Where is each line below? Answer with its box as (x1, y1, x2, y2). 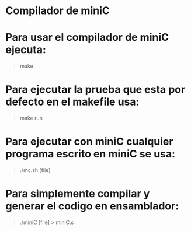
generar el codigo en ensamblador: (5, 199, 179, 213)
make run (19, 115, 43, 122)
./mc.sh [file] (19, 167, 51, 173)
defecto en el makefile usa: (5, 95, 140, 108)
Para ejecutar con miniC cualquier (5, 135, 173, 148)
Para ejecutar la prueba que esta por (5, 83, 186, 96)
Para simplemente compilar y (5, 187, 150, 201)
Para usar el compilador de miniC (5, 31, 169, 44)
